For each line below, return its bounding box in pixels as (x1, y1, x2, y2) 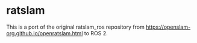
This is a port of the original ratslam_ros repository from (6, 23, 145, 30)
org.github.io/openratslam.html (6, 29, 83, 36)
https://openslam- (145, 23, 191, 30)
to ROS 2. (84, 29, 108, 36)
